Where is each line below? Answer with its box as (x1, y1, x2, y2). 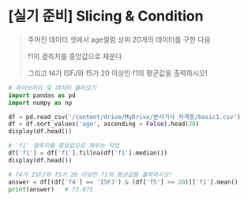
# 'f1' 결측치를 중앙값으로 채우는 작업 (8, 142, 120, 150)
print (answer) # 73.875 (8, 185, 93, 193)
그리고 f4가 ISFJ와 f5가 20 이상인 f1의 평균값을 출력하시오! (27, 68, 208, 77)
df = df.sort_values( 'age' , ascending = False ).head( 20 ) (8, 120, 200, 128)
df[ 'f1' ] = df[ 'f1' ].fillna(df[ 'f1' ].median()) (8, 149, 168, 158)
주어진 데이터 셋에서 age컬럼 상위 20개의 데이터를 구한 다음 (27, 35, 211, 44)
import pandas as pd (8, 91, 77, 99)
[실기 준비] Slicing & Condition (8, 7, 204, 25)
